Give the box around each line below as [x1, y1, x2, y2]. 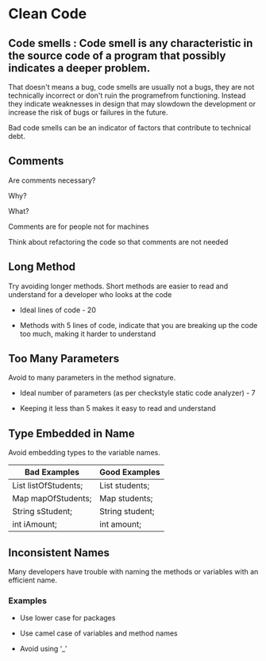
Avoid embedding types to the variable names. [8, 448, 160, 458]
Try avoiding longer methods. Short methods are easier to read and [8, 281, 229, 291]
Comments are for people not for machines [8, 222, 149, 231]
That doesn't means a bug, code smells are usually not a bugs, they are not [8, 83, 255, 91]
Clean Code [8, 5, 87, 23]
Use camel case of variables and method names [19, 628, 179, 638]
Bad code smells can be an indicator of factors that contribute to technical [8, 123, 252, 132]
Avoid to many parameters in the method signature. [8, 373, 176, 382]
